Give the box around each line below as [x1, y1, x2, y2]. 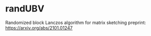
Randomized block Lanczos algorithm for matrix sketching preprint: [5, 19, 146, 25]
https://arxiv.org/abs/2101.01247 [5, 24, 73, 30]
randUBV [5, 3, 45, 14]
